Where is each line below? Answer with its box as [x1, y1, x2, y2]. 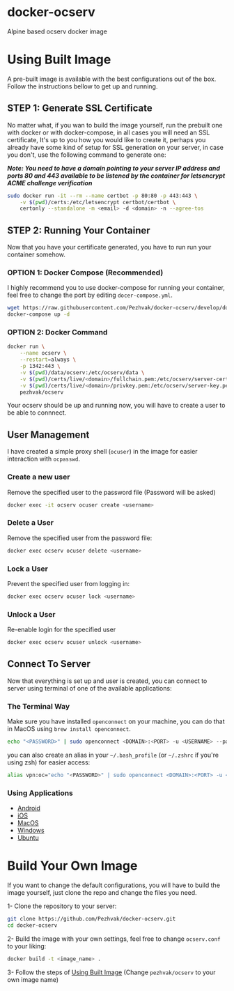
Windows [17, 827, 45, 835]
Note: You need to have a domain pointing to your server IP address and [7, 164, 221, 172]
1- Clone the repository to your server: [7, 902, 117, 910]
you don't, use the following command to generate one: [7, 151, 166, 159]
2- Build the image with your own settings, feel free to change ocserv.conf [7, 935, 221, 943]
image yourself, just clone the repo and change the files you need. [7, 889, 197, 897]
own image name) [7, 975, 59, 983]
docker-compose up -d [7, 311, 70, 318]
